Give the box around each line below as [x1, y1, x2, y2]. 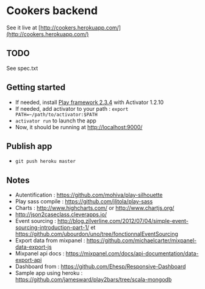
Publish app [6, 141, 52, 151]
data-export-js [15, 243, 52, 251]
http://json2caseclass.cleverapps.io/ [15, 211, 107, 218]
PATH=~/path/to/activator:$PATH [15, 111, 98, 118]
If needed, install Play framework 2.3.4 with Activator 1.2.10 [15, 99, 164, 106]
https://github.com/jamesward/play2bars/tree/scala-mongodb [15, 276, 172, 283]
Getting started [6, 82, 66, 92]
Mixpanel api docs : [15, 250, 65, 257]
